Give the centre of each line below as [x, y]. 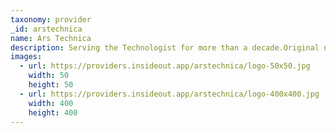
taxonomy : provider [51, 19]
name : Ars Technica [51, 38]
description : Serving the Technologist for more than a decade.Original [165, 47]
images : [26, 57]
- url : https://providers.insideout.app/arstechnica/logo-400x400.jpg [169, 94]
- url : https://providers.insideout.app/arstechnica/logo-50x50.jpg [165, 66]
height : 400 [53, 112]
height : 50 [51, 85]
